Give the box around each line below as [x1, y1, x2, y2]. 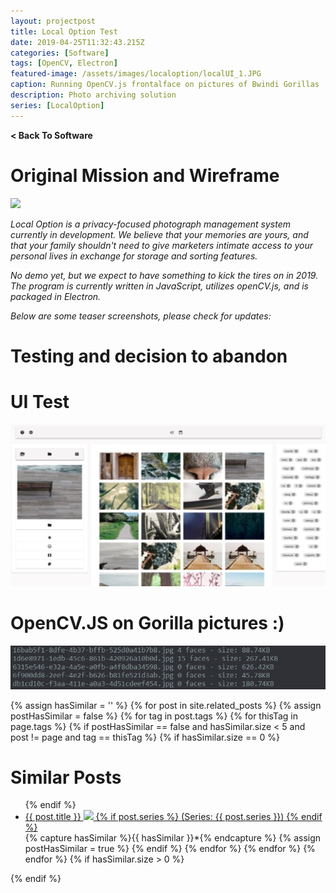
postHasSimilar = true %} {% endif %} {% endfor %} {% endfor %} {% [24, 843, 316, 855]
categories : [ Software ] [10, 48, 110, 58]
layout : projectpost [10, 16, 97, 26]
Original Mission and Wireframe [10, 164, 280, 187]
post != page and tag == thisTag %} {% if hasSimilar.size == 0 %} [10, 731, 280, 743]
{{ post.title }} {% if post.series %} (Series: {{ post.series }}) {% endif [24, 811, 323, 823]
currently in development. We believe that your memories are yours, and [10, 228, 309, 240]
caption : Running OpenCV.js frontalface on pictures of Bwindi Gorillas [10, 80, 320, 90]
